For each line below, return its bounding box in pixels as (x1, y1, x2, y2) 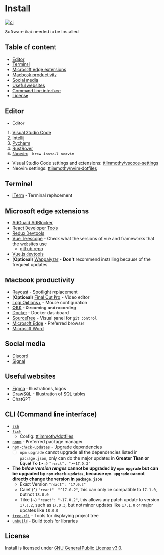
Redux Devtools (12, 230, 45, 236)
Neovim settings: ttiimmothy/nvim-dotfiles (12, 165, 97, 171)
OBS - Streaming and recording (12, 305, 76, 310)
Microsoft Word (12, 326, 44, 331)
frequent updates (12, 262, 48, 268)
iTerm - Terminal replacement (12, 192, 73, 198)
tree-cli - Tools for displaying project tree (12, 512, 99, 518)
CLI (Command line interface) (5, 410, 97, 419)
